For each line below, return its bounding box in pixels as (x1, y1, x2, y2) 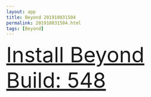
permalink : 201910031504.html (6, 20, 82, 26)
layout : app (6, 8, 36, 15)
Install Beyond (6, 42, 145, 68)
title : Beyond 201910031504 (6, 14, 76, 20)
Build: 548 (6, 67, 106, 93)
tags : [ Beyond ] (6, 25, 44, 32)
